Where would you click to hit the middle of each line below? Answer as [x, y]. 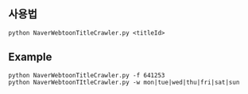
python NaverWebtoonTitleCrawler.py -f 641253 [87, 75]
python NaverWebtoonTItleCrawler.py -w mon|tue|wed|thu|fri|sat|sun [124, 82]
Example [30, 57]
